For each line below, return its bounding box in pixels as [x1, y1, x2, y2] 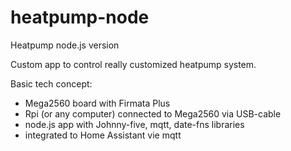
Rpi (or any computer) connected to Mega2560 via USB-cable [24, 107, 282, 120]
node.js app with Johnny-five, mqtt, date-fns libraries [24, 118, 245, 130]
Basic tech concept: [10, 77, 93, 90]
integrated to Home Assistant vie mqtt [24, 129, 182, 141]
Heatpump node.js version [10, 39, 120, 51]
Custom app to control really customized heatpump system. [10, 58, 257, 70]
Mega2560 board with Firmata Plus [24, 97, 171, 109]
